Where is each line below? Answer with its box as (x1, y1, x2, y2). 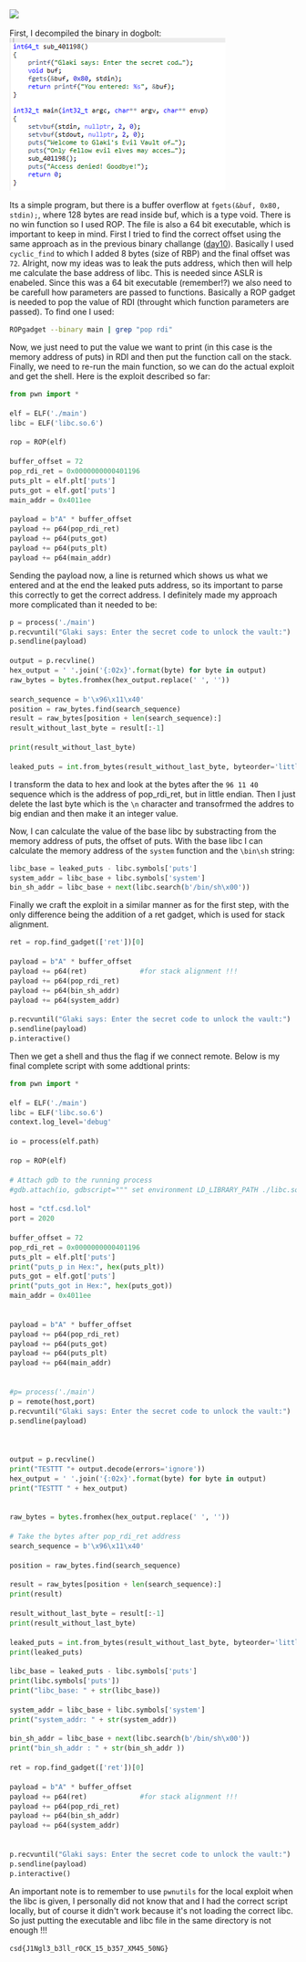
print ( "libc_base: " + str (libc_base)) (9, 1686, 161, 1695)
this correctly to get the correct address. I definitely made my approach (9, 589, 278, 600)
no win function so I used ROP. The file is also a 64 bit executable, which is (9, 219, 291, 229)
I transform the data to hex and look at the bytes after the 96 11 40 (9, 778, 259, 789)
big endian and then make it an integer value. (9, 807, 179, 818)
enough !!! (9, 1925, 47, 1936)
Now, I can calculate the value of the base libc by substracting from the (9, 826, 277, 837)
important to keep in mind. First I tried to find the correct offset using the (9, 228, 281, 239)
